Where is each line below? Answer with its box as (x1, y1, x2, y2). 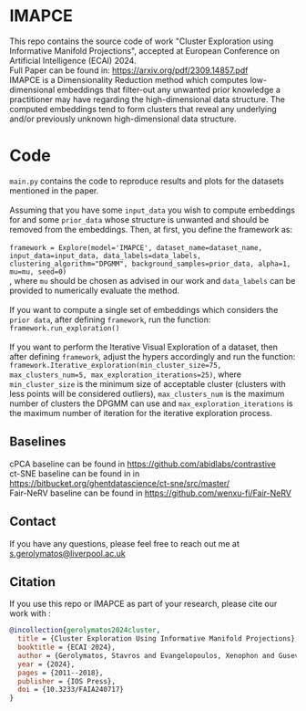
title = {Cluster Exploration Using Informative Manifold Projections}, (17, 634, 300, 643)
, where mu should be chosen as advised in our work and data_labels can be (9, 275, 296, 286)
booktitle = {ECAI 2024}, (17, 643, 117, 653)
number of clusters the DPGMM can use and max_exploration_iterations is (9, 398, 293, 409)
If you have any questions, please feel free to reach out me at (9, 538, 240, 549)
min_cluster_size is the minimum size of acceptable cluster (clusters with (9, 378, 287, 389)
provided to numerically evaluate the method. (9, 285, 180, 296)
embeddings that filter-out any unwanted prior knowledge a (56, 84, 280, 95)
